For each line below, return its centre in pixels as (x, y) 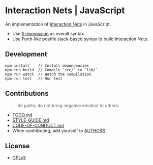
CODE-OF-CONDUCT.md (38, 125)
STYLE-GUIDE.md (31, 120)
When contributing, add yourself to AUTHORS (59, 131)
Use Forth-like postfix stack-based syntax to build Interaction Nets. (80, 39)
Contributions (27, 94)
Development (26, 54)
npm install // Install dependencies (47, 66)
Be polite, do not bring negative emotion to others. (68, 105)
